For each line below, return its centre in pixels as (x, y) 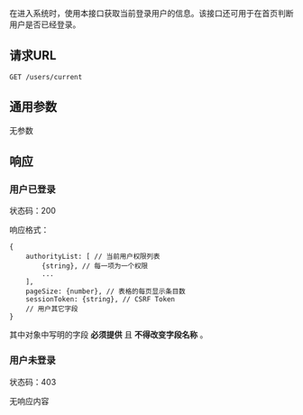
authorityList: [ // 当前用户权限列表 (93, 257)
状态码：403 (33, 382)
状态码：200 (33, 211)
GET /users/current (46, 77)
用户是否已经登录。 (45, 24)
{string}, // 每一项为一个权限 (95, 266)
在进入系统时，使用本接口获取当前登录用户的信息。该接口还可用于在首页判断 (151, 13)
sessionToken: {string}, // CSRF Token (101, 300)
